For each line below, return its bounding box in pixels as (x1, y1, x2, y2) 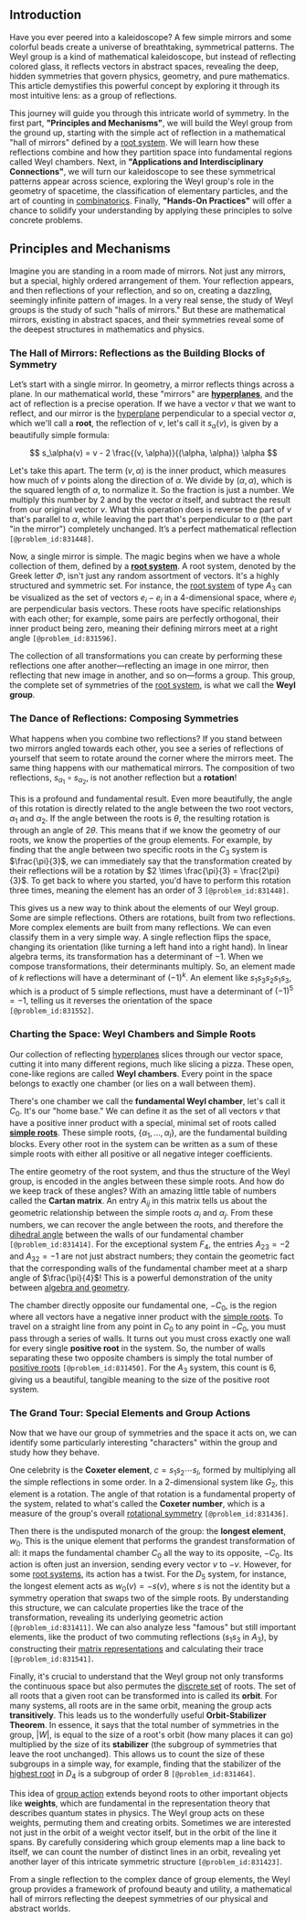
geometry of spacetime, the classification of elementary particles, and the (9, 185, 289, 196)
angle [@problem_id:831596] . (9, 633, 117, 644)
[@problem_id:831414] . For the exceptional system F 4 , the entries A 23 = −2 (9, 1239, 290, 1251)
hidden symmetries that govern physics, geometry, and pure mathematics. (9, 70, 290, 81)
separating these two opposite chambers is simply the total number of (9, 1353, 274, 1364)
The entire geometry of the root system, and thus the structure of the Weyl (9, 1166, 290, 1177)
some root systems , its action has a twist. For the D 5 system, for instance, (9, 1569, 287, 1582)
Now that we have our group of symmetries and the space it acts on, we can (9, 1427, 297, 1439)
